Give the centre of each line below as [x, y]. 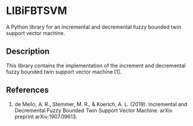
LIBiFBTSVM [37, 11]
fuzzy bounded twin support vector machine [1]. [64, 72]
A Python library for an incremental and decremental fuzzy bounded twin [94, 27]
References [27, 90]
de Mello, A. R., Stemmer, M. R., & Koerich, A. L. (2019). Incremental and [101, 104]
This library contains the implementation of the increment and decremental [96, 65]
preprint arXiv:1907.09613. [46, 116]
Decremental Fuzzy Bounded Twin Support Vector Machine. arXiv [94, 110]
